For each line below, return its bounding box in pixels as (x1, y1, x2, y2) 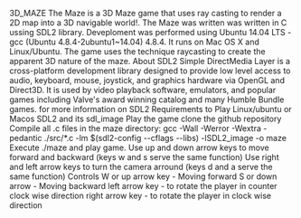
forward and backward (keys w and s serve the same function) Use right (9, 152, 279, 162)
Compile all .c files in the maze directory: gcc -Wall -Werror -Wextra (9, 123, 262, 134)
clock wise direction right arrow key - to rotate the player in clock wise (9, 190, 272, 201)
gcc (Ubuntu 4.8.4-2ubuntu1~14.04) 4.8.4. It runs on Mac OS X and (9, 36, 259, 47)
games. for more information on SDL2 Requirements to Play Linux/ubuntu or (9, 104, 292, 114)
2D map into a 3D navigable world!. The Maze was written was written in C (9, 17, 287, 28)
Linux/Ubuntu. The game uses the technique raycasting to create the (9, 46, 266, 57)
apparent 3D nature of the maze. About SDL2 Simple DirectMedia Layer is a (9, 56, 291, 66)
